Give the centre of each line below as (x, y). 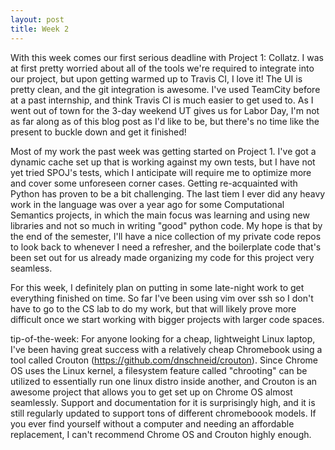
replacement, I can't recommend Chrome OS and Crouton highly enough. (161, 434)
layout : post (37, 19)
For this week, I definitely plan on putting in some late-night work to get (157, 287)
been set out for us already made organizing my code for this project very (162, 257)
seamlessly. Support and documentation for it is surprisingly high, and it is (163, 402)
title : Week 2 (40, 29)
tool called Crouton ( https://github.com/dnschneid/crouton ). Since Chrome (164, 360)
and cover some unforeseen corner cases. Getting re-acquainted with (154, 183)
